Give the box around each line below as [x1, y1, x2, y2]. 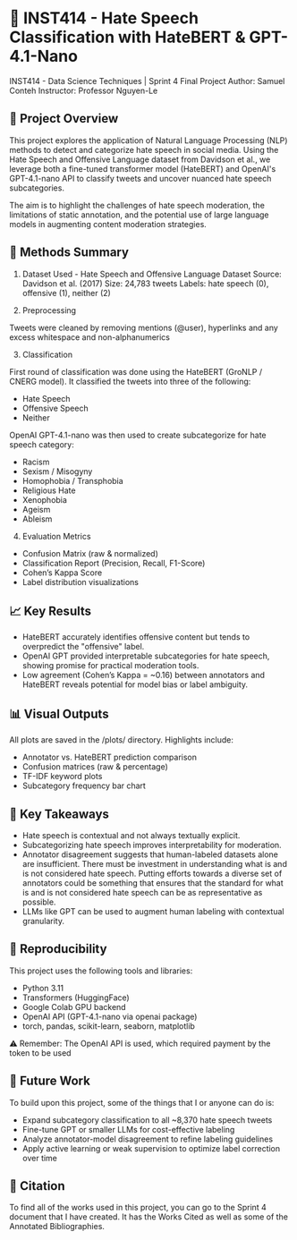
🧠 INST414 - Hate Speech [9, 8, 199, 29]
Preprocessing [21, 304, 77, 316]
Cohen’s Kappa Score [21, 567, 103, 578]
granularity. [21, 916, 65, 926]
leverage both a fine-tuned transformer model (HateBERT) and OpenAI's [9, 163, 276, 174]
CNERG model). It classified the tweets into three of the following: [9, 376, 251, 386]
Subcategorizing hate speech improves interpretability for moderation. [21, 840, 282, 850]
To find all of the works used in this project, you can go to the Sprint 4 [9, 1202, 267, 1213]
